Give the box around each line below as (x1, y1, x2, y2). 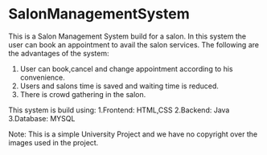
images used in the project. (8, 137, 99, 147)
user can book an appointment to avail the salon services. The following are (8, 39, 260, 49)
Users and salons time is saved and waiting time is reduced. (19, 81, 219, 91)
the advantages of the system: (8, 48, 109, 58)
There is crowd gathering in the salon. (19, 89, 146, 99)
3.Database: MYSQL (8, 113, 76, 123)
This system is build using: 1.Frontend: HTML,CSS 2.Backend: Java (8, 105, 230, 115)
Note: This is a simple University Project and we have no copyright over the (8, 129, 258, 139)
